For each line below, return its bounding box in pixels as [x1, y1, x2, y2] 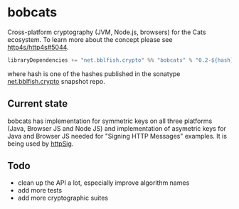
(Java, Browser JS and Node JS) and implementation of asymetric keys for [7, 124, 226, 132]
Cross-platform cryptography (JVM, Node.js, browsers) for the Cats [7, 28, 206, 36]
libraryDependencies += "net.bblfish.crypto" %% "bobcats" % [7, 56, 193, 64]
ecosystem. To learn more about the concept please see [7, 35, 173, 43]
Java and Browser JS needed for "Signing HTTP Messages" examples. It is [7, 132, 228, 140]
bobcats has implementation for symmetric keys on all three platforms [7, 117, 213, 125]
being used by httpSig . [7, 139, 74, 148]
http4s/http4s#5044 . [7, 43, 69, 51]
